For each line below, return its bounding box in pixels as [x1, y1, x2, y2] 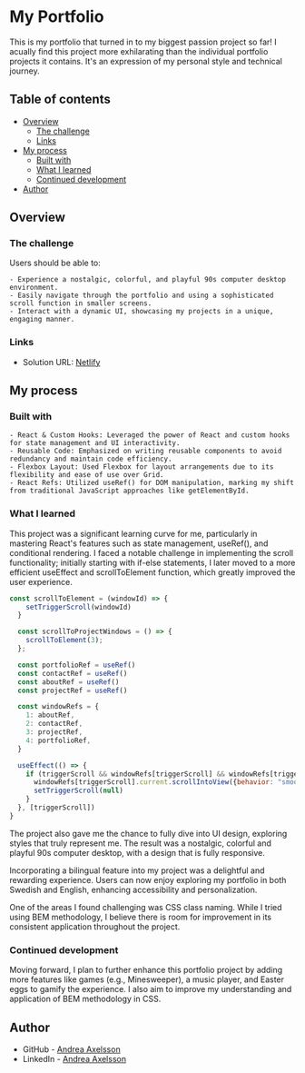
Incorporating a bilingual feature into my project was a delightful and [9, 865, 265, 876]
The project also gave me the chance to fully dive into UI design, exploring [9, 828, 288, 839]
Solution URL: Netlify [22, 356, 101, 367]
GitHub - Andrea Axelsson [22, 1043, 121, 1055]
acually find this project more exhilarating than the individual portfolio [9, 45, 269, 56]
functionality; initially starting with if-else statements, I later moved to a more [9, 557, 296, 568]
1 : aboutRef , [25, 710, 75, 720]
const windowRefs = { [17, 702, 100, 711]
